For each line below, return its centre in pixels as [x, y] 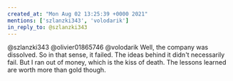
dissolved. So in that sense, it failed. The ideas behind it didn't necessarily [116, 55]
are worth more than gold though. [57, 70]
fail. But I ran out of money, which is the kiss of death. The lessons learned [117, 63]
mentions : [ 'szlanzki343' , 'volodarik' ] [68, 21]
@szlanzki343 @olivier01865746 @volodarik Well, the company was [108, 48]
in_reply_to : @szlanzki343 [47, 27]
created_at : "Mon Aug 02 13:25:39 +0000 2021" [78, 14]
